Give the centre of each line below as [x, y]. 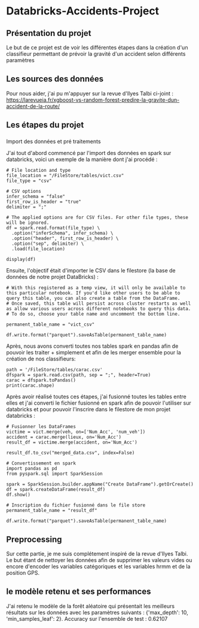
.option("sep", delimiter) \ [48, 244]
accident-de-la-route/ [33, 106]
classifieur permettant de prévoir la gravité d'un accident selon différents [96, 54]
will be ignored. [28, 223]
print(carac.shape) [30, 386]
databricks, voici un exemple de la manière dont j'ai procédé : [82, 159]
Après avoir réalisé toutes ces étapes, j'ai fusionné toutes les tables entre [96, 397]
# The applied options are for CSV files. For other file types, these [97, 218]
